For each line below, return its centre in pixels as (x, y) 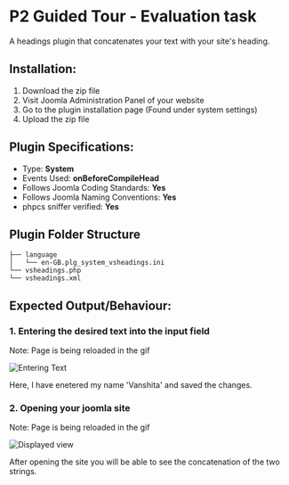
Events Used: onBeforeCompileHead (91, 178)
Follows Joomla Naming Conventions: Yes (99, 197)
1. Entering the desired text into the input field (110, 331)
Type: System (48, 169)
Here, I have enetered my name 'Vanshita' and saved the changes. (131, 385)
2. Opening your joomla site (70, 407)
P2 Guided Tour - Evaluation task (133, 16)
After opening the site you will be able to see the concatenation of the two (144, 462)
